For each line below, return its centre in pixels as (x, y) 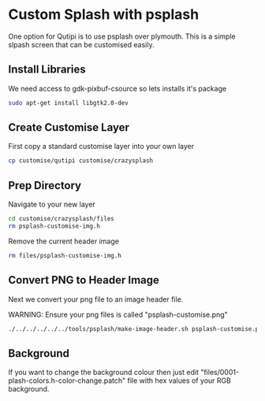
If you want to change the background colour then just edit (104, 373)
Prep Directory (45, 186)
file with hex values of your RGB (179, 381)
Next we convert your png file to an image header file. (96, 299)
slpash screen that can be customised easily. (81, 44)
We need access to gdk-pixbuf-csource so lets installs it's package (118, 88)
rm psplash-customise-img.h (54, 226)
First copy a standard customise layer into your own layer (101, 147)
